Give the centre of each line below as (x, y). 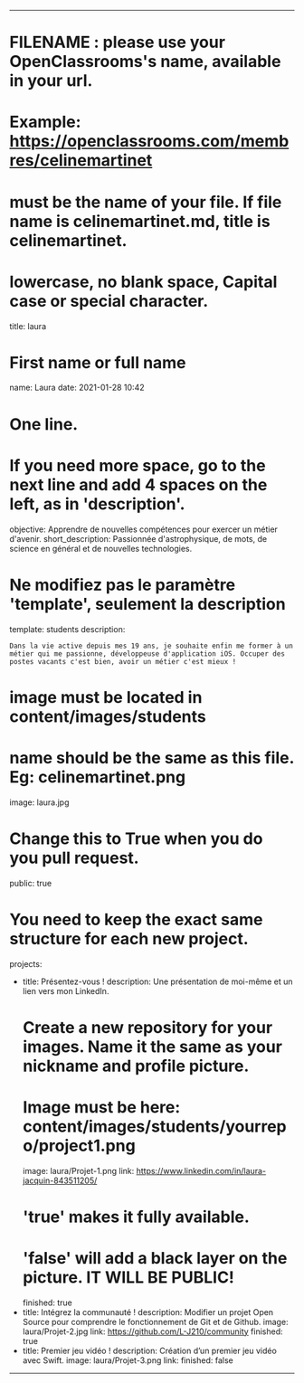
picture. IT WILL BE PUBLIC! (128, 1277)
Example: (45, 122)
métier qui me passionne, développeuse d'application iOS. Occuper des (147, 654)
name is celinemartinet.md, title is (140, 221)
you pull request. (74, 858)
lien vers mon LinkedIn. (66, 990)
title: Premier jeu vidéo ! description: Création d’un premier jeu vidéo (150, 1350)
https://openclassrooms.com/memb (149, 142)
